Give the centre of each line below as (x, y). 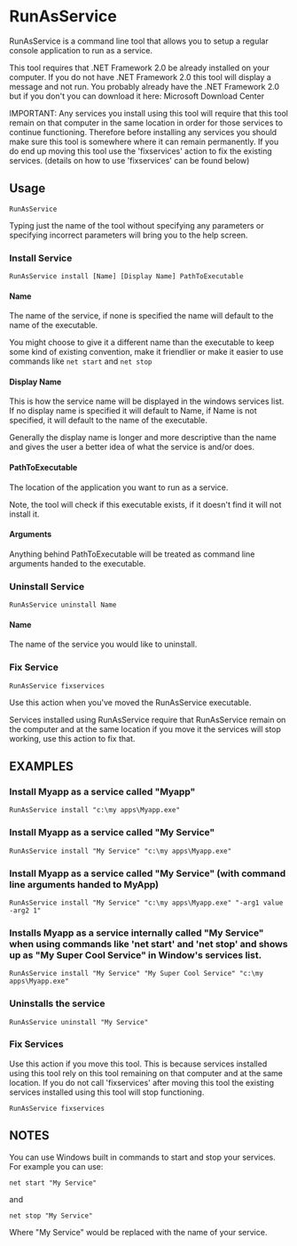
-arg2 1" (25, 910)
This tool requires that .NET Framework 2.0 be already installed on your (140, 68)
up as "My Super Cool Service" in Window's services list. (136, 955)
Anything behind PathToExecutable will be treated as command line (132, 554)
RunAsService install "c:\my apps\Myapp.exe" (94, 810)
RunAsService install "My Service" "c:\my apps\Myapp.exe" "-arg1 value (146, 903)
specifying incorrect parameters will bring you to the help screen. (129, 235)
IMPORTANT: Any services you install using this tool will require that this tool (148, 113)
